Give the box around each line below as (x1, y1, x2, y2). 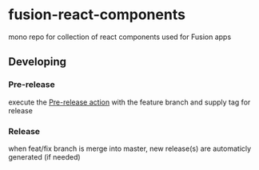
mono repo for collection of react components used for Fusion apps (8, 32, 232, 42)
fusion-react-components (8, 6, 186, 24)
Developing (8, 55, 66, 69)
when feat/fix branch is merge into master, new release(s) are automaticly (8, 144, 252, 153)
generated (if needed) (8, 152, 82, 161)
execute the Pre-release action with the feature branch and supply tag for (8, 97, 251, 107)
